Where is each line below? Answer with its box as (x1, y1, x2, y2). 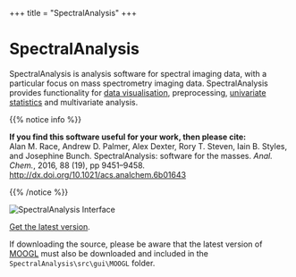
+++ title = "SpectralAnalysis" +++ (9, 8, 137, 18)
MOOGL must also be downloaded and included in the (9, 248, 208, 258)
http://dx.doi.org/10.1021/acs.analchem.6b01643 (9, 169, 186, 180)
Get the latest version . (9, 221, 91, 231)
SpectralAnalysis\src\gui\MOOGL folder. (9, 257, 156, 268)
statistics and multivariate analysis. (9, 97, 139, 107)
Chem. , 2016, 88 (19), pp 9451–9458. (9, 160, 146, 171)
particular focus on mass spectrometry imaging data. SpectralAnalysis (9, 78, 268, 88)
